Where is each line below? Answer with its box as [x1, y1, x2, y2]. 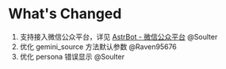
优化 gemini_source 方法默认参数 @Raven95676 [19, 41, 177, 52]
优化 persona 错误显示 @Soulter [19, 52, 125, 61]
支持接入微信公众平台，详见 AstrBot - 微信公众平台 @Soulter [19, 32, 218, 41]
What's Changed [8, 5, 122, 23]
